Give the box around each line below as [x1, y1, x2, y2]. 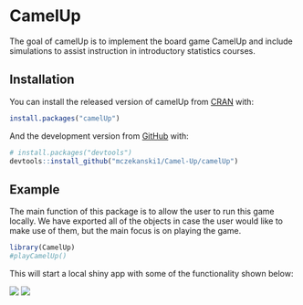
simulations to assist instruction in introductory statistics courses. [9, 45, 256, 56]
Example [9, 182, 60, 197]
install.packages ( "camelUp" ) [9, 113, 120, 123]
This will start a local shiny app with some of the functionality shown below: [9, 268, 294, 279]
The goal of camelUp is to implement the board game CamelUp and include [9, 36, 294, 47]
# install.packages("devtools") [9, 148, 132, 157]
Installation [9, 72, 75, 88]
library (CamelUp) [9, 243, 76, 252]
